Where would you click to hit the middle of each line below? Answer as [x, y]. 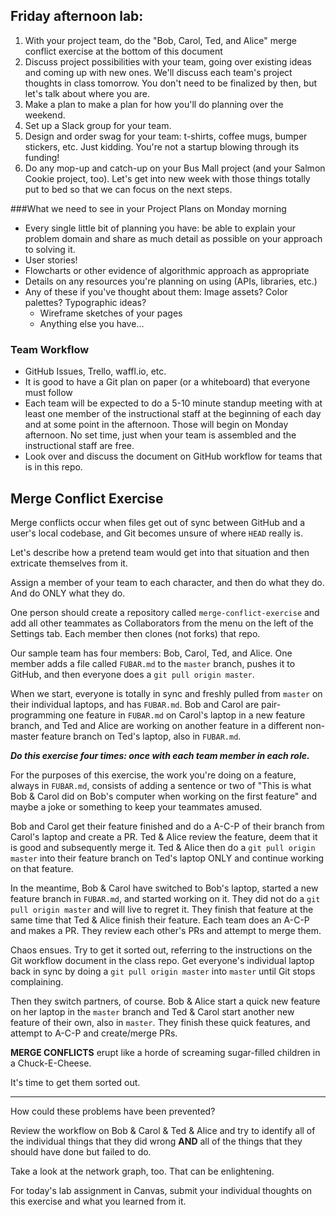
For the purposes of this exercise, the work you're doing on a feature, [153, 775]
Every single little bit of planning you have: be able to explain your [160, 228]
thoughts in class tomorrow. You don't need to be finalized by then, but [171, 83]
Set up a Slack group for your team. [98, 125]
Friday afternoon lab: [77, 16]
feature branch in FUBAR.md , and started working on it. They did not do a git [165, 898]
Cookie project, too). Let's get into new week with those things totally [167, 178]
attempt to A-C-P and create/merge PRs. [94, 1033]
